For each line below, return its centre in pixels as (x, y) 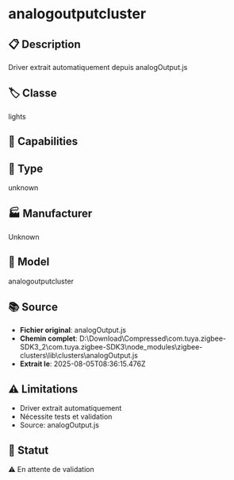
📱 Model (29, 262)
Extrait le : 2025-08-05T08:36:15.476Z (82, 364)
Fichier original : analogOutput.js (73, 330)
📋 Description (44, 44)
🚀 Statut (29, 450)
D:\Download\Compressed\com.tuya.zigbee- (153, 338)
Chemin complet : (48, 338)
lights (17, 116)
